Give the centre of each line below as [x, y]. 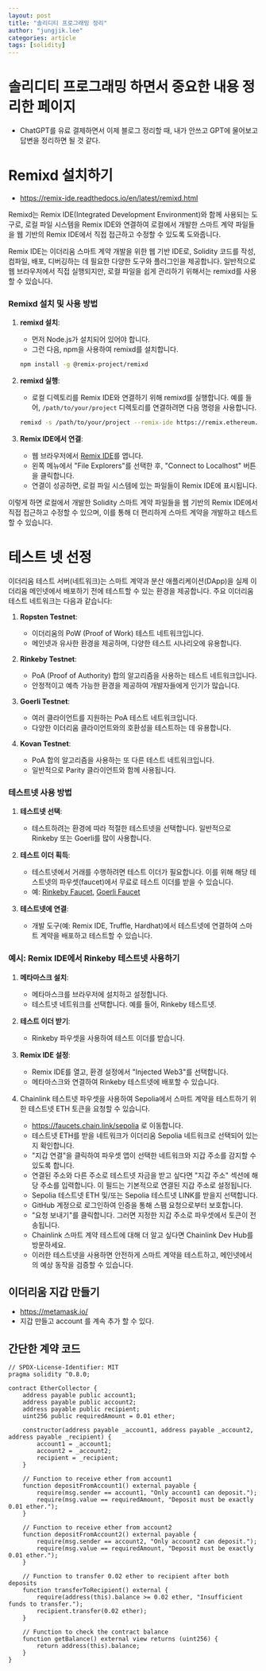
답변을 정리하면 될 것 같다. [60, 141]
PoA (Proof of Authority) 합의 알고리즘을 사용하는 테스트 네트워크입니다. [144, 675]
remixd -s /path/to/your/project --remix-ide [96, 423]
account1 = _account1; [74, 1444]
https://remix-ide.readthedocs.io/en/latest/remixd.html [109, 198]
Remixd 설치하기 [61, 175]
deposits [23, 1583]
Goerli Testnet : [44, 701]
